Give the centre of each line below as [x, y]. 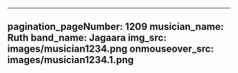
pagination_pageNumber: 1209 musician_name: [116, 27]
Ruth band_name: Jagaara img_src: [87, 38]
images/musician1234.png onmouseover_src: [111, 49]
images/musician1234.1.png [71, 60]
